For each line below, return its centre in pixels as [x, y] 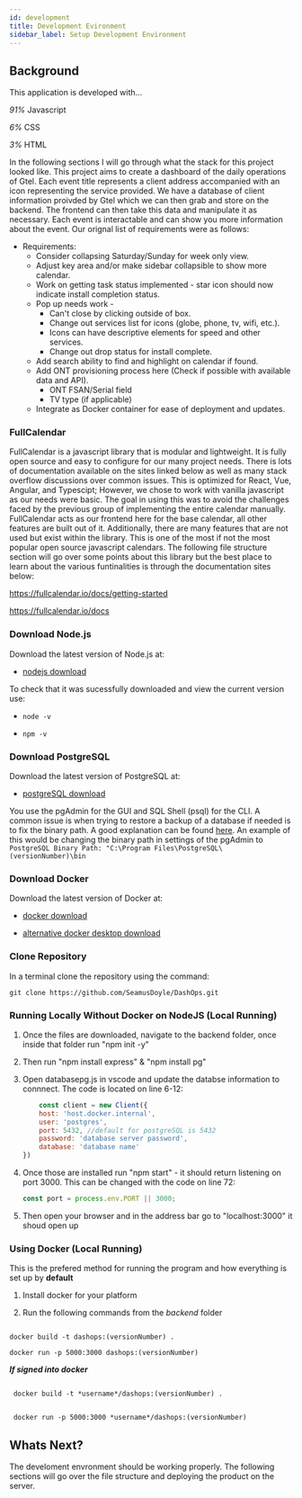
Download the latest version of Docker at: [86, 898]
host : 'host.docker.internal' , [98, 1113]
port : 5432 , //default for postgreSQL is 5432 [128, 1130]
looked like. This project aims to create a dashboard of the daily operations [148, 172]
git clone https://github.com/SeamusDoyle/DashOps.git [114, 992]
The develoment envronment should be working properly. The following [142, 1467]
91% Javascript [38, 110]
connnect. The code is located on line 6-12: [102, 1089]
